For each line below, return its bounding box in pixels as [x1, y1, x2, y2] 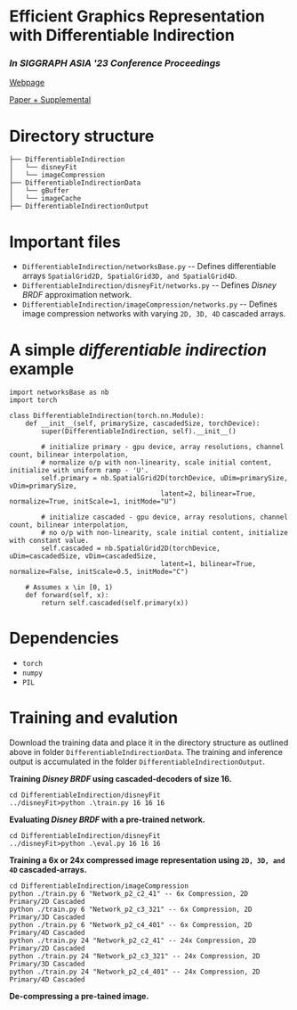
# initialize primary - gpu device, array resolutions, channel [41, 443, 285, 452]
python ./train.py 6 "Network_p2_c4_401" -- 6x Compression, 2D [9, 921, 253, 930]
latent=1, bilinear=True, [160, 560, 256, 569]
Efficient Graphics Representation [9, 6, 265, 27]
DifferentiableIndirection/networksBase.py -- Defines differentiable [21, 261, 277, 272]
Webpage [9, 78, 45, 88]
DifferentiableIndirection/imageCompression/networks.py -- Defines [21, 299, 277, 309]
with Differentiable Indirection [9, 25, 236, 45]
